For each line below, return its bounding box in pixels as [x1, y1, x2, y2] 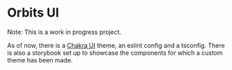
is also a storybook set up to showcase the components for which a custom [7, 49, 223, 57]
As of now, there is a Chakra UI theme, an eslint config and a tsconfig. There [7, 41, 225, 49]
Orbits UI [7, 5, 60, 21]
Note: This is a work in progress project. [7, 28, 122, 36]
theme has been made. [7, 55, 73, 64]
